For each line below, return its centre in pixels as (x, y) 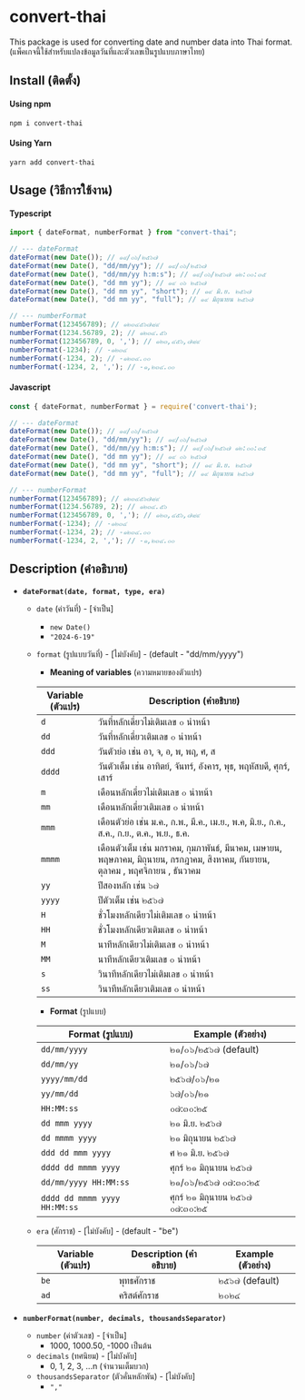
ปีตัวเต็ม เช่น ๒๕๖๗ (131, 899)
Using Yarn (31, 144)
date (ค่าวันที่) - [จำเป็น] (75, 608)
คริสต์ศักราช (139, 1295)
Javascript (30, 387)
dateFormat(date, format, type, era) (94, 591)
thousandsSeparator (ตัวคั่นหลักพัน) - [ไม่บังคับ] (116, 1376)
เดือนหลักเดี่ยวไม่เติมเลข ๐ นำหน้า (155, 792)
